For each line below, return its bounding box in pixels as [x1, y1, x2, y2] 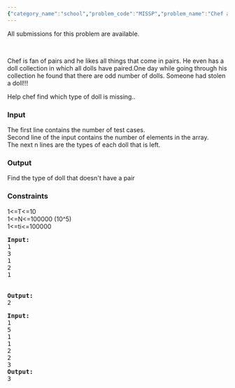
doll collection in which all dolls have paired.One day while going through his [7, 64, 227, 72]
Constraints [7, 192, 49, 201]
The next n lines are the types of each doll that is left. [7, 141, 161, 149]
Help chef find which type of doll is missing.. [7, 92, 136, 101]
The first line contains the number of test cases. [7, 125, 145, 134]
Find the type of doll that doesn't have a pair [7, 174, 135, 182]
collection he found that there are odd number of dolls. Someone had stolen [7, 71, 226, 80]
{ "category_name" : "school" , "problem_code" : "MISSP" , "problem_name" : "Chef [7, 10, 224, 17]
